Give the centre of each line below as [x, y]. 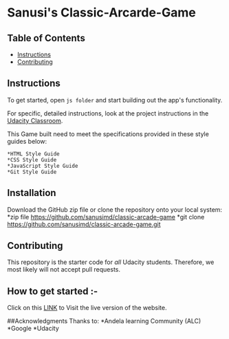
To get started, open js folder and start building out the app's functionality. [115, 100]
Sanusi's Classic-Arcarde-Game [101, 13]
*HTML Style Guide [33, 154]
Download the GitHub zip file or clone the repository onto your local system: [115, 209]
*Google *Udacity [33, 329]
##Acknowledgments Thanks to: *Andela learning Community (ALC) [104, 321]
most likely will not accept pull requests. [64, 270]
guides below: [27, 141]
